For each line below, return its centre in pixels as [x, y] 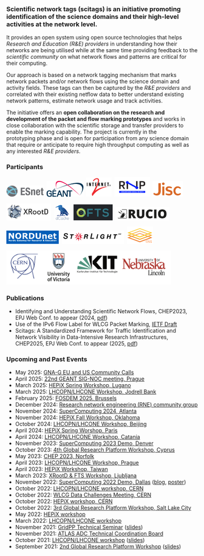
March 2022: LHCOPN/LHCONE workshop [68, 521]
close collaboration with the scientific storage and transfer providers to [95, 126]
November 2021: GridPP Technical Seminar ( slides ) [79, 527]
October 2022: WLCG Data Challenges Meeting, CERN [83, 495]
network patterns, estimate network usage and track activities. [84, 101]
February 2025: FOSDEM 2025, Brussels [66, 398]
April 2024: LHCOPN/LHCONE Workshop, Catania [78, 437]
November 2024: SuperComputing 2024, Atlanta [76, 411]
